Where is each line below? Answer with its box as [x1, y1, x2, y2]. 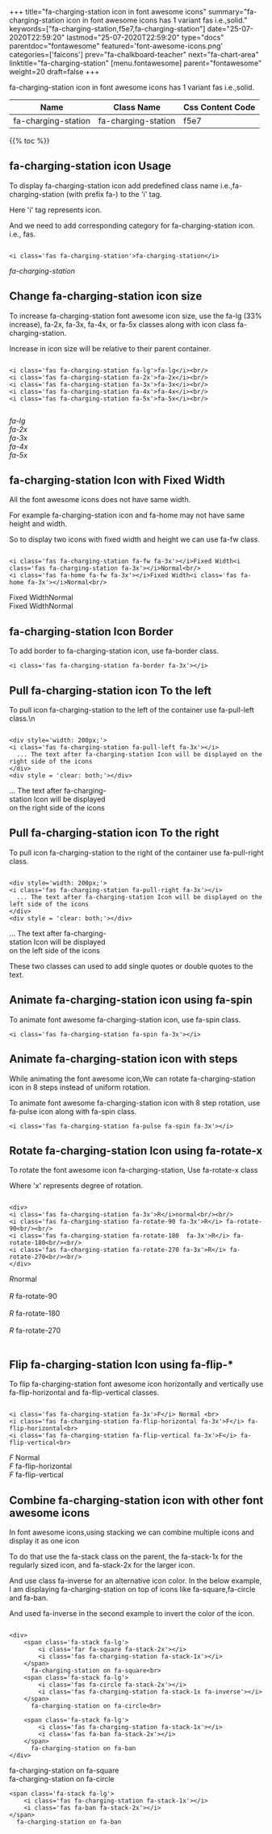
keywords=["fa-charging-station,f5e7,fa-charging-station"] [9, 24, 206, 33]
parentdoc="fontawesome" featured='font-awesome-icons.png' [9, 41, 224, 51]
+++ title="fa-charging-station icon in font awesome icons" [9, 7, 207, 16]
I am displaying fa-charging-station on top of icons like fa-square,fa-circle [9, 1584, 256, 1593]
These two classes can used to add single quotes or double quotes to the [9, 961, 253, 971]
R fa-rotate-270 [9, 1325, 61, 1335]
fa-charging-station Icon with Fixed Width [9, 474, 225, 488]
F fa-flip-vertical [9, 1470, 64, 1480]
